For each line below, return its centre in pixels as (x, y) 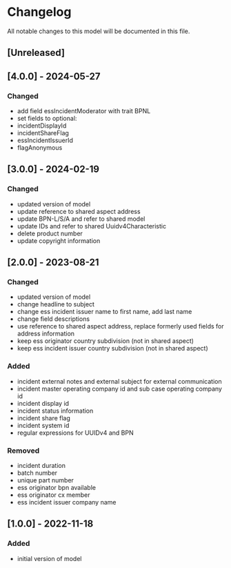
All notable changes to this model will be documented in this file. (99, 31)
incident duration (41, 465)
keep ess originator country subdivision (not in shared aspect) (106, 341)
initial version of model (49, 558)
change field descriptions (53, 319)
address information (46, 334)
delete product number (50, 233)
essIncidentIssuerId (45, 140)
